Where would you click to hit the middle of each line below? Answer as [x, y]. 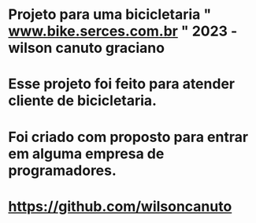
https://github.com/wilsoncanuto [120, 206]
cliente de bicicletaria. [83, 101]
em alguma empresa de [86, 153]
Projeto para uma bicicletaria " [110, 15]
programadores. [62, 170]
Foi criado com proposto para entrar [128, 137]
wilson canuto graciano [87, 48]
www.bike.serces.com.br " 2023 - [123, 31]
